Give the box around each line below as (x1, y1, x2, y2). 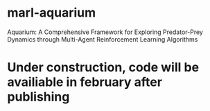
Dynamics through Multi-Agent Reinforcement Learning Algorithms (7, 35, 198, 43)
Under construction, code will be (7, 60, 200, 76)
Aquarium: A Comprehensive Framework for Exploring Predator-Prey (7, 28, 203, 36)
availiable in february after (7, 74, 163, 90)
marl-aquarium (7, 5, 96, 21)
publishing (7, 89, 70, 105)
